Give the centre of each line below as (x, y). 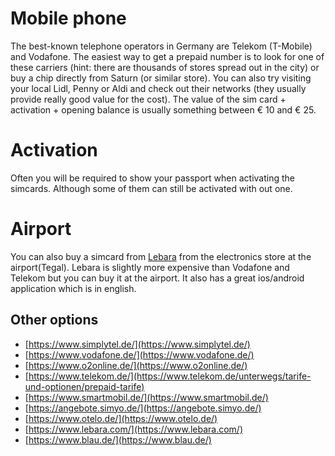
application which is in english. (73, 288)
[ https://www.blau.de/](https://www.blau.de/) (118, 439)
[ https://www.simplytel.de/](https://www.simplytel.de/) (137, 344)
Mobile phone (68, 18)
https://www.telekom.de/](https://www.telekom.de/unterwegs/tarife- (170, 376)
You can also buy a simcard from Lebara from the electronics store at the (161, 256)
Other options (54, 320)
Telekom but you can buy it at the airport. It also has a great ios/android (157, 278)
